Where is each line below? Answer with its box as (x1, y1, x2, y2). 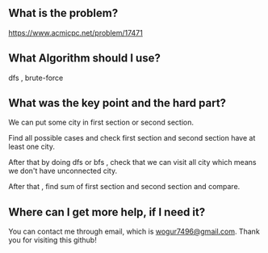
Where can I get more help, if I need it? (8, 205, 206, 219)
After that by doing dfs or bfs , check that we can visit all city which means (8, 158, 257, 167)
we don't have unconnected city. (8, 166, 118, 176)
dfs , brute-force (8, 73, 64, 82)
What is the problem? (8, 6, 119, 20)
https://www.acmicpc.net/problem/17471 (8, 27, 143, 37)
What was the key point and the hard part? (8, 96, 227, 110)
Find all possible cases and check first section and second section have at (8, 133, 256, 143)
